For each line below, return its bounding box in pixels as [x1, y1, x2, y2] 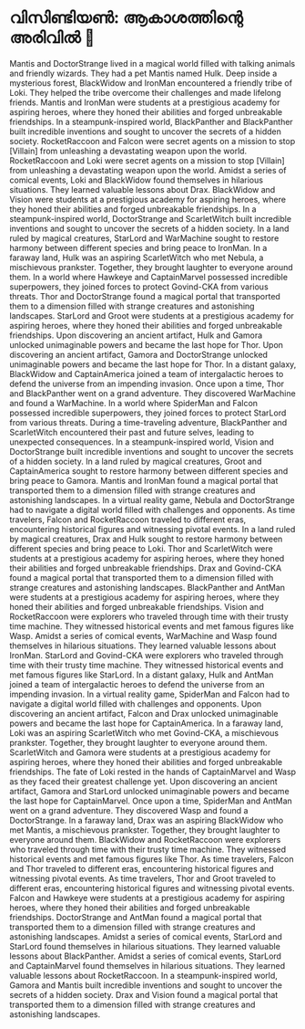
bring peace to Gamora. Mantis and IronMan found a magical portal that [9, 475, 279, 486]
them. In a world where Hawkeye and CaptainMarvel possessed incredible [9, 271, 289, 282]
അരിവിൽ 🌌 [9, 27, 96, 48]
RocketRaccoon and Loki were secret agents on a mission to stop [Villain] [9, 154, 285, 166]
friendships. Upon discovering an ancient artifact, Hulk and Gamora [9, 330, 263, 341]
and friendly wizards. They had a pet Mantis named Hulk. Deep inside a [9, 68, 278, 79]
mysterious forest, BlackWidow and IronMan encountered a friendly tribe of [9, 77, 293, 89]
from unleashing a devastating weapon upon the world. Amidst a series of [9, 164, 287, 175]
